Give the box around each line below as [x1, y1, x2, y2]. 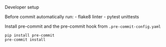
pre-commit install [5, 37, 46, 42]
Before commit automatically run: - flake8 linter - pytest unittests [5, 14, 139, 19]
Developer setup [5, 4, 39, 10]
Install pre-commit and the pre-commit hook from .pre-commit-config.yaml [5, 23, 161, 29]
